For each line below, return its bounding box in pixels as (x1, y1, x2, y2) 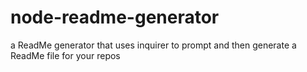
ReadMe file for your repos (10, 49, 121, 61)
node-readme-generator (10, 6, 220, 29)
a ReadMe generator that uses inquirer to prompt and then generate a (10, 39, 297, 51)
